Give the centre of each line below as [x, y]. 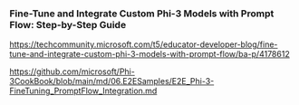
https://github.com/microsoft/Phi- [72, 72]
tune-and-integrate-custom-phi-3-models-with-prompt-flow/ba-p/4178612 [149, 54]
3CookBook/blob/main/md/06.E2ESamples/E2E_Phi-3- [112, 81]
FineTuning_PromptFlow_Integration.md [83, 91]
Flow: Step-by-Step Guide [68, 24]
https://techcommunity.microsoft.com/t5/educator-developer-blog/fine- [144, 44]
